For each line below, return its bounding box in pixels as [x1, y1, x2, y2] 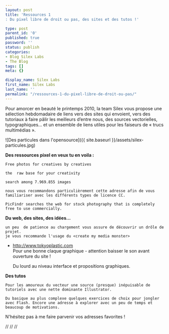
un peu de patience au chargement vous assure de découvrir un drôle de [5, 225, 164, 230]
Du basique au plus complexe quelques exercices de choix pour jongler [5, 296, 159, 301]
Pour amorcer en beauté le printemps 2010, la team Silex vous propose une [5, 105, 162, 111]
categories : [5, 49, 30, 55]
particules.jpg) [5, 142, 35, 148]
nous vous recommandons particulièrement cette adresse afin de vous [5, 188, 155, 193]
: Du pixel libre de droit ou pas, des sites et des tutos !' [5, 17, 139, 22]
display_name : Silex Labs [5, 77, 60, 82]
